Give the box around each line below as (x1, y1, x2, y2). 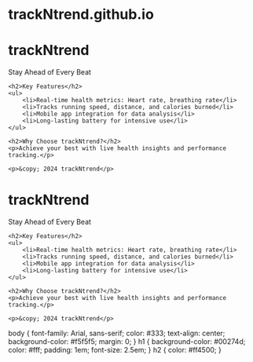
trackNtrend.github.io (8, 5, 155, 24)
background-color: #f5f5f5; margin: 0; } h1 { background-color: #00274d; (8, 337, 246, 346)
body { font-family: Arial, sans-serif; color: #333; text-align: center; (8, 328, 225, 338)
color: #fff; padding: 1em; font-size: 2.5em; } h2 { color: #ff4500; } (8, 346, 222, 355)
